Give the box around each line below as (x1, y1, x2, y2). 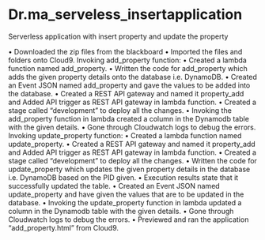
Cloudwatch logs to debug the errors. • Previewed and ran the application (8, 215, 249, 224)
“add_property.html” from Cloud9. (8, 223, 119, 232)
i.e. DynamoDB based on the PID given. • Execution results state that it (8, 172, 239, 182)
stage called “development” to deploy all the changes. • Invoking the (8, 105, 232, 115)
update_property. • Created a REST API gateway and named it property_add (8, 139, 256, 148)
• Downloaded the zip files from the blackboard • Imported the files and (8, 47, 243, 56)
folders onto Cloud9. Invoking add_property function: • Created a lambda (8, 55, 247, 65)
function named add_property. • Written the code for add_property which (8, 63, 248, 73)
